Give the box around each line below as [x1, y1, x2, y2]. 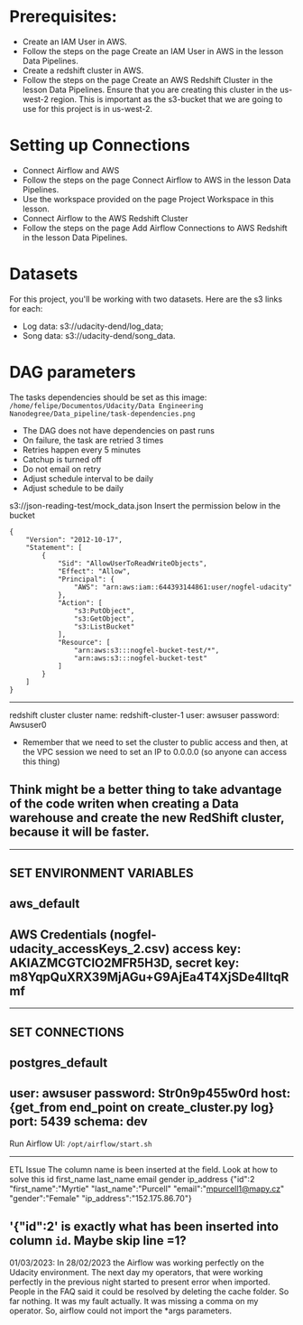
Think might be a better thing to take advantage [9, 782, 282, 798]
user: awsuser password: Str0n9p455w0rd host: [9, 1086, 291, 1101]
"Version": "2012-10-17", [25, 535, 124, 544]
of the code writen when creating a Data [9, 797, 239, 812]
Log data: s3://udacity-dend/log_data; [22, 321, 164, 331]
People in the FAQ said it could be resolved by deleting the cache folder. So [9, 1285, 289, 1297]
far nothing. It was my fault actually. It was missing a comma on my [9, 1295, 259, 1306]
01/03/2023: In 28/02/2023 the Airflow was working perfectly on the [9, 1257, 264, 1268]
